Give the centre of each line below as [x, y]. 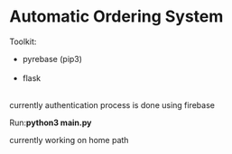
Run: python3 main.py [51, 122]
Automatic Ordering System [116, 17]
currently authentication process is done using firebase [112, 104]
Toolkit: [23, 41]
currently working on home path [69, 140]
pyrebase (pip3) [52, 59]
